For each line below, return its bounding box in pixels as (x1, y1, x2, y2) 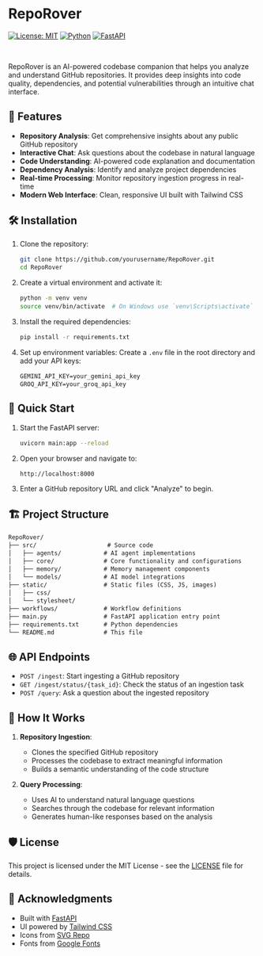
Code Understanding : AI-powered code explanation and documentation (19, 156, 255, 166)
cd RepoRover (19, 263, 63, 272)
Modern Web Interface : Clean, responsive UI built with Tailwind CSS (19, 189, 243, 199)
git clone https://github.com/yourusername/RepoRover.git (19, 255, 215, 263)
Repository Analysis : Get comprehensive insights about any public (19, 131, 239, 140)
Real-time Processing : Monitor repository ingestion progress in (19, 173, 227, 182)
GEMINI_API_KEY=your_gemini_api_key (19, 372, 141, 380)
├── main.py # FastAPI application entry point (8, 613, 221, 621)
